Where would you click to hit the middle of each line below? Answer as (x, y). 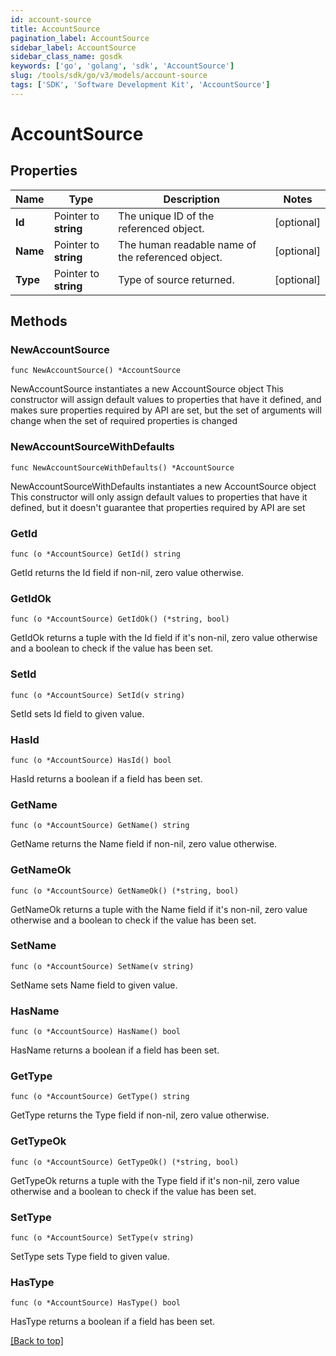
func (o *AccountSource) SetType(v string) (102, 1238)
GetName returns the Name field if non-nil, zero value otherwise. (144, 844)
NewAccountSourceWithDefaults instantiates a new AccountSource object (163, 486)
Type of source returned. (176, 279)
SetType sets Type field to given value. (90, 1256)
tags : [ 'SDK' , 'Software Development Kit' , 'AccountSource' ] (140, 85)
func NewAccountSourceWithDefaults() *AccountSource (122, 467)
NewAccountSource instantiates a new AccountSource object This (147, 389)
